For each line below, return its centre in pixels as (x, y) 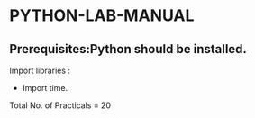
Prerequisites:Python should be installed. (128, 49)
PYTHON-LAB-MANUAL (102, 16)
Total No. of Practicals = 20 (60, 105)
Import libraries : (40, 70)
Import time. (45, 88)
